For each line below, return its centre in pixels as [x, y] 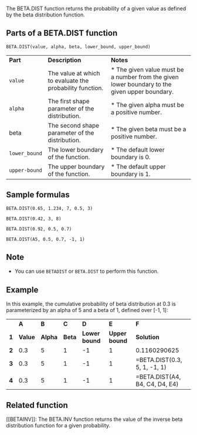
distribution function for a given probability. [58, 426]
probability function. [76, 88]
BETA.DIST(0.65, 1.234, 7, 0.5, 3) [50, 208]
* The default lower [138, 149]
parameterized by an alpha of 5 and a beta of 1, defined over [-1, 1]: [87, 310]
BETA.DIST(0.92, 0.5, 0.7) [39, 229]
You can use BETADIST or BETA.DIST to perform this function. [86, 271]
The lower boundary [76, 149]
